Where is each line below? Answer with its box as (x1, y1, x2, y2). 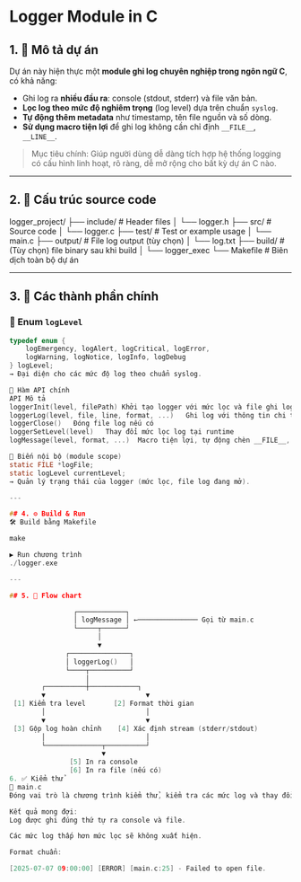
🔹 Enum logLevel (9, 316, 83, 329)
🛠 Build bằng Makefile (9, 518, 97, 527)
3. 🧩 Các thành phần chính (9, 289, 159, 304)
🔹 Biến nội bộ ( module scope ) (9, 452, 123, 461)
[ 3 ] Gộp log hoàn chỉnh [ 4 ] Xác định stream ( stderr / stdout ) (13, 724, 258, 733)
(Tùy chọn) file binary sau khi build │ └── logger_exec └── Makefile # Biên (9, 244, 288, 255)
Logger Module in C (9, 6, 159, 27)
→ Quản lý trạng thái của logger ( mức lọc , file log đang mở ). (9, 477, 251, 486)
